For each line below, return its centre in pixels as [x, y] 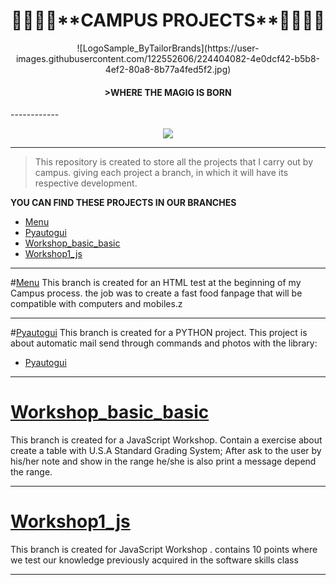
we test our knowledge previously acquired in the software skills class [154, 560]
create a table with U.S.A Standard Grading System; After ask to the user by [166, 451]
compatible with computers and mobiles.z [96, 304]
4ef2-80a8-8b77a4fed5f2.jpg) [168, 69]
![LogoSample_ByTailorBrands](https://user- [168, 48]
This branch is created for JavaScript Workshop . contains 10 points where [164, 550]
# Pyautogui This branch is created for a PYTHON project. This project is [159, 333]
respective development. [86, 183]
